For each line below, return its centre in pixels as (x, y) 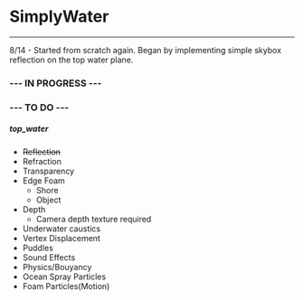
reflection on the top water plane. (71, 60)
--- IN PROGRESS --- (56, 83)
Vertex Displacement (62, 238)
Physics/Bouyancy (57, 267)
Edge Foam (43, 180)
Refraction (42, 161)
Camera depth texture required (94, 219)
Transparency (48, 171)
